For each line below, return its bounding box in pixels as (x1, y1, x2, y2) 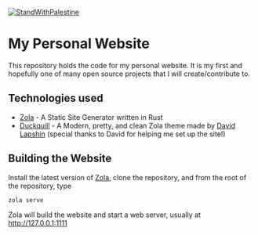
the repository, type (8, 181, 72, 190)
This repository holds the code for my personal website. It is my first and (8, 60, 243, 70)
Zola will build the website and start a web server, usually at (8, 210, 202, 219)
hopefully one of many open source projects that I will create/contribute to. (8, 69, 251, 78)
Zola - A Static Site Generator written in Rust (19, 112, 163, 121)
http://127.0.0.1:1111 (8, 218, 68, 227)
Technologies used (8, 92, 104, 105)
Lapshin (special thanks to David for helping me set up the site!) (19, 129, 226, 139)
